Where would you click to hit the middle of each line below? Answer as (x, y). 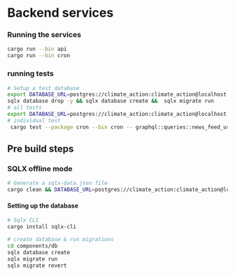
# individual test (34, 120)
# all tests (24, 108)
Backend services (60, 13)
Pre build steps (41, 149)
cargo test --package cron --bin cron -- (71, 127)
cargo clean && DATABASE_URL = (51, 190)
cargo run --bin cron (39, 56)
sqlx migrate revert (37, 266)
